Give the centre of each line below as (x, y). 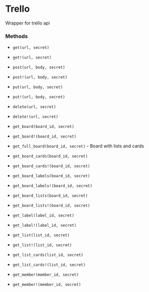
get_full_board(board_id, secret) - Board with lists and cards (78, 146)
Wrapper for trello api (28, 23)
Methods (16, 36)
